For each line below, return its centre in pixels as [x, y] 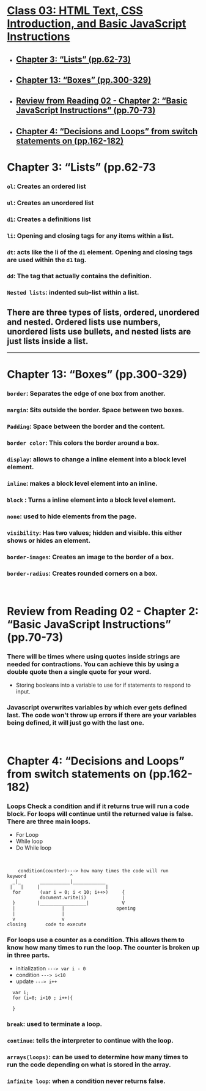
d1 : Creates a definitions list [49, 219]
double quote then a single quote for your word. [79, 672]
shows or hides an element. [49, 540]
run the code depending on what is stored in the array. [89, 1065]
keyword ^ [40, 877]
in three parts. [28, 955]
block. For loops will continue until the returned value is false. [100, 814]
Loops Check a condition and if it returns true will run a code [98, 806]
